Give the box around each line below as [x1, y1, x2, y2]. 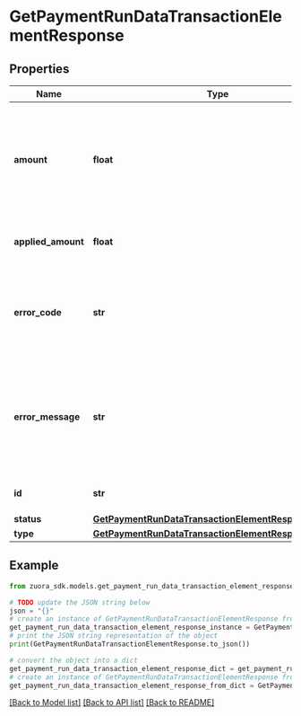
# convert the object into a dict [9, 656, 139, 665]
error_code [13, 306, 63, 318]
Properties [9, 61, 70, 76]
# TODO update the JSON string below [9, 597, 150, 607]
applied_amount [13, 235, 85, 248]
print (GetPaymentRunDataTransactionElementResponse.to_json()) [9, 640, 251, 649]
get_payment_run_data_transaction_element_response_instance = [9, 623, 251, 632]
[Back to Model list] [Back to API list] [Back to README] [9, 697, 215, 708]
